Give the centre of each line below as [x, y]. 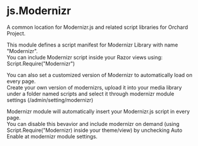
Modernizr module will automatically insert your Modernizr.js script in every [98, 111]
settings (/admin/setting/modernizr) [50, 100]
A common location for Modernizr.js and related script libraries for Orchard [97, 27]
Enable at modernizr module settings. [52, 136]
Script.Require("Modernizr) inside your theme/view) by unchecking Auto [95, 130]
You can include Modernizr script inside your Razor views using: [85, 57]
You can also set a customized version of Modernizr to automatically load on [100, 75]
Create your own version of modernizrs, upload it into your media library [94, 87]
